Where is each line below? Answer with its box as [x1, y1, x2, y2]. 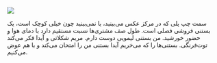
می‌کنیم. [7, 48, 28, 56]
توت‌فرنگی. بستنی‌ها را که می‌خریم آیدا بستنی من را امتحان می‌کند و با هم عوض [7, 41, 207, 49]
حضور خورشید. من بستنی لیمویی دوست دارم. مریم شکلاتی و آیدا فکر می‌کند [7, 34, 201, 41]
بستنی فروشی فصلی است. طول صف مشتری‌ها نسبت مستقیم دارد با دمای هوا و [7, 26, 211, 35]
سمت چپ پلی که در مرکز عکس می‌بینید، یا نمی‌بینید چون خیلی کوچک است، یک [7, 20, 207, 27]
